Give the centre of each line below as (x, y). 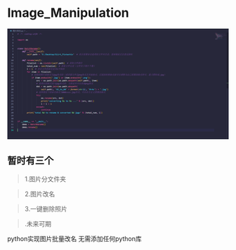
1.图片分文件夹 (45, 179)
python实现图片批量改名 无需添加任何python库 (74, 238)
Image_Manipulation (68, 13)
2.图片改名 (40, 194)
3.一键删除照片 (46, 209)
